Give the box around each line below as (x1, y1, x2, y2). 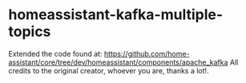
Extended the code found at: (8, 49, 103, 58)
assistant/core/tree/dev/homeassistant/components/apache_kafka (8, 57, 228, 67)
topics (8, 22, 51, 41)
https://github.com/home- (103, 49, 190, 58)
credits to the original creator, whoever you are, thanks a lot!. (8, 65, 210, 75)
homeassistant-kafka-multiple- (8, 6, 224, 24)
